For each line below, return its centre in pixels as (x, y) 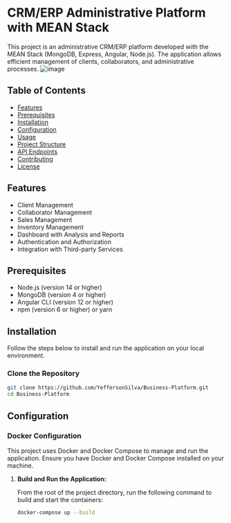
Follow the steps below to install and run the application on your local (105, 348)
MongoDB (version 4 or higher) (62, 295)
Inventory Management (50, 227)
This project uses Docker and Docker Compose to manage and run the (108, 451)
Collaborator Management (54, 212)
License (28, 166)
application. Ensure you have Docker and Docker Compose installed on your (116, 458)
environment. (26, 356)
